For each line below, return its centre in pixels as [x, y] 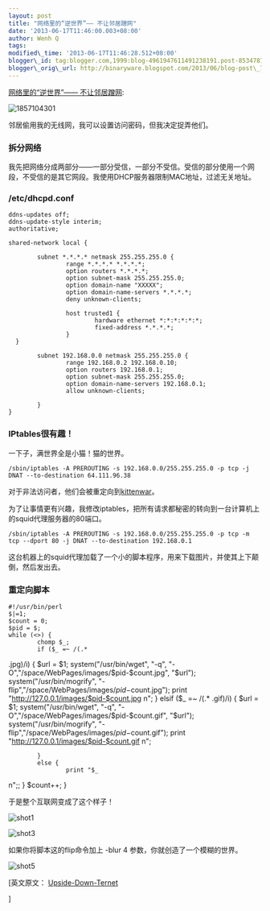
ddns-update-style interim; [55, 222]
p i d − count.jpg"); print [151, 689]
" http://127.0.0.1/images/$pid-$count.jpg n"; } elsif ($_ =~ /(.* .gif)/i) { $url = [133, 698]
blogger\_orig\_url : [43, 68]
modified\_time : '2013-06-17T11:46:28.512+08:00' [93, 53]
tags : [17, 46]
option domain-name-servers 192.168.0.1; [136, 384]
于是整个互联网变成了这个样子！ [61, 801]
